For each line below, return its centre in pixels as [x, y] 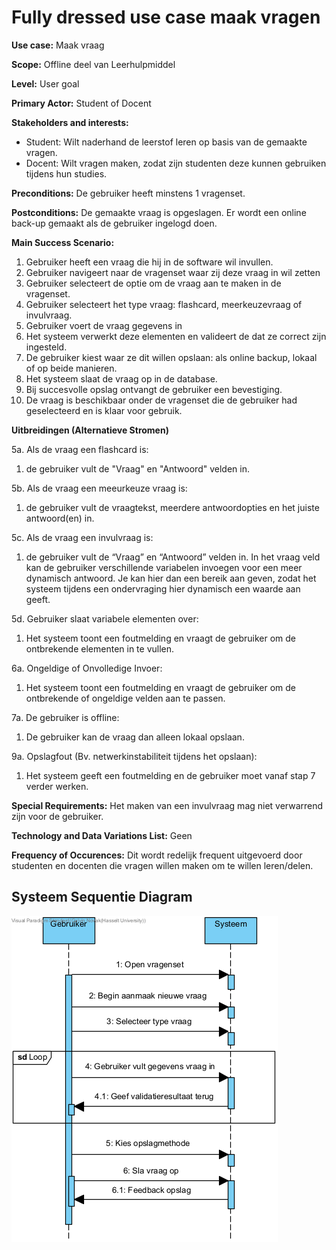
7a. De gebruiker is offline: [65, 717]
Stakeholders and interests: [70, 122]
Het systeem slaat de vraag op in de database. [121, 378]
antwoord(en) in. [60, 518]
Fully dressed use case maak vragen [166, 17]
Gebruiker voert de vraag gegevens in [104, 325]
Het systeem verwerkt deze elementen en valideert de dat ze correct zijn [176, 336]
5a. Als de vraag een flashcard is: [80, 449]
